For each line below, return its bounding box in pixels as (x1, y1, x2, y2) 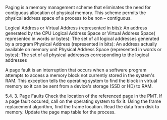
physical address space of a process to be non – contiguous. (5, 15, 132, 21)
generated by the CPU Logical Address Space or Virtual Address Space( (5, 30, 155, 36)
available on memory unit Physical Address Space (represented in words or (5, 47, 162, 52)
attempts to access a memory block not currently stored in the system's (5, 72, 155, 78)
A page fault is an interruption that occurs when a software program (5, 67, 147, 73)
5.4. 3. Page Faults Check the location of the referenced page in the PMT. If (5, 93, 162, 99)
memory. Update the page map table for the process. (5, 109, 116, 115)
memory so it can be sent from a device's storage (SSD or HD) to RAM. (5, 83, 153, 89)
